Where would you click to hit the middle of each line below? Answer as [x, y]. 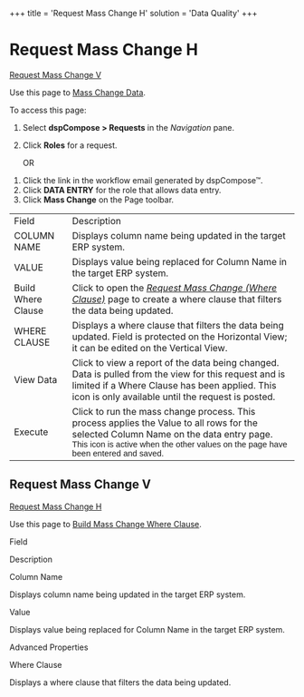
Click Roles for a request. [70, 145]
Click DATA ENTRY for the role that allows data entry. [122, 190]
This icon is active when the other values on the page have [180, 444]
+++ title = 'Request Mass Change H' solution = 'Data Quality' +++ [133, 13]
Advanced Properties [49, 647]
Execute [31, 432]
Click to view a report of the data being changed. [176, 362]
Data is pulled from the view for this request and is [179, 374]
